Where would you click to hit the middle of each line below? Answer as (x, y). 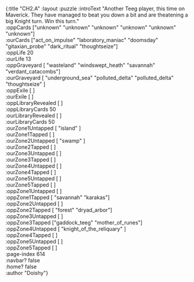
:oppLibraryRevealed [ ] (34, 103)
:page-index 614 (25, 254)
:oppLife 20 (20, 52)
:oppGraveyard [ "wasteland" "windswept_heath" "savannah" (80, 65)
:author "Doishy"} (27, 273)
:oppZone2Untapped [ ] (34, 204)
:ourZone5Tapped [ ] (31, 185)
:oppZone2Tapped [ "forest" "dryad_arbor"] (59, 210)
